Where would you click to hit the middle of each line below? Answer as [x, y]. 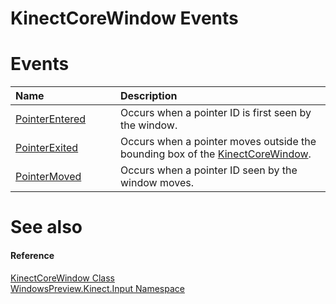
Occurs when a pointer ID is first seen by [215, 113]
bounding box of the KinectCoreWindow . [215, 154]
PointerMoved [48, 177]
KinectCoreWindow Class [62, 278]
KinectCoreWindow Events [124, 18]
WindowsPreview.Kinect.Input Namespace [97, 288]
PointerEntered [51, 119]
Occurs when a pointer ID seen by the [208, 170]
